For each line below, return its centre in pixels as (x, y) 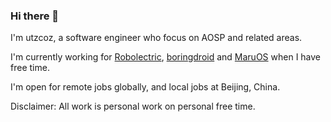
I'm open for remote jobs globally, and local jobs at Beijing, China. (145, 87)
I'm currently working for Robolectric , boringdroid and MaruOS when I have (166, 57)
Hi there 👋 (35, 16)
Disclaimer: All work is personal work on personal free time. (133, 106)
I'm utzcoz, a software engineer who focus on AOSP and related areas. (156, 38)
